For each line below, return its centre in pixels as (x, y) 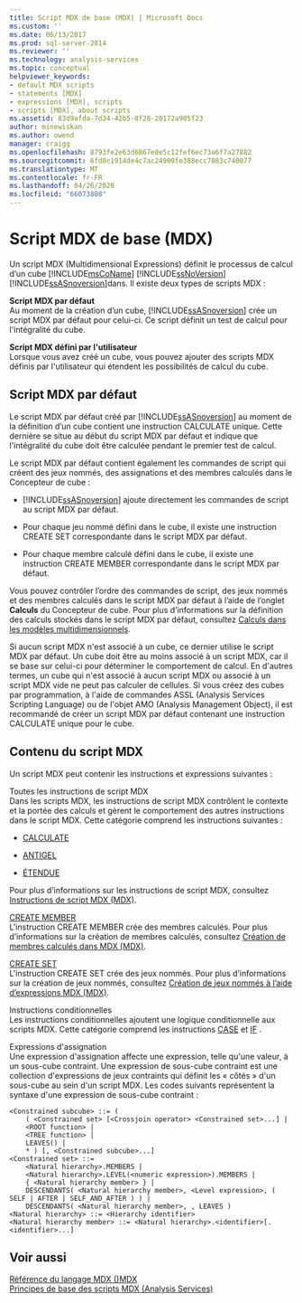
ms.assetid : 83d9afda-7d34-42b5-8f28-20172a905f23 (106, 118)
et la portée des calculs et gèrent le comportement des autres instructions (147, 810)
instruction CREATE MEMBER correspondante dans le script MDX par (151, 563)
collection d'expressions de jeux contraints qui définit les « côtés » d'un (143, 1075)
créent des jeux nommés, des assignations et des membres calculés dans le (151, 472)
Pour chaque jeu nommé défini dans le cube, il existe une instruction (150, 526)
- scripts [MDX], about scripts (70, 110)
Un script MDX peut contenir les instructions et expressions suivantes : (141, 773)
